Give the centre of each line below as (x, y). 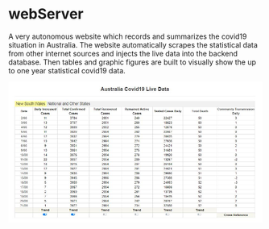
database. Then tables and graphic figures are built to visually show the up (132, 62)
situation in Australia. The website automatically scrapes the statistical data (133, 44)
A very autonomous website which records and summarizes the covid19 (128, 36)
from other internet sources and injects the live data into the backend (123, 53)
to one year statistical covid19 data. (67, 70)
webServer (46, 14)
